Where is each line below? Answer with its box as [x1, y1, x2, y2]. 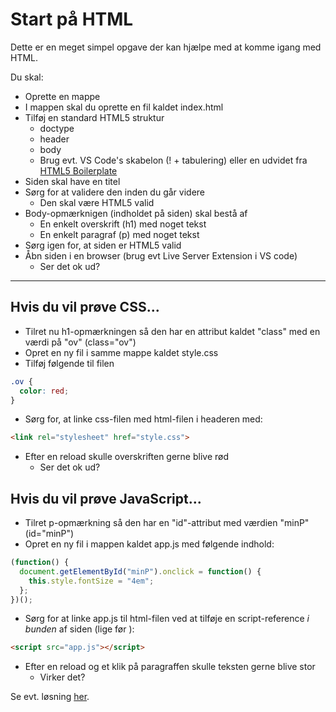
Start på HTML [10, 8, 134, 31]
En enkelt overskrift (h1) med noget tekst [39, 218, 207, 230]
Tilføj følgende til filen [24, 357, 115, 369]
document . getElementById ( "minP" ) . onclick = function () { [19, 566, 262, 577]
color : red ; [19, 386, 70, 396]
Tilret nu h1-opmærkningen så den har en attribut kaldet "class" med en [24, 325, 321, 337]
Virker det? [39, 671, 86, 683]
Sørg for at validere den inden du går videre [24, 186, 205, 198]
